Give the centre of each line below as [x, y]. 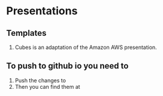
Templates [26, 33]
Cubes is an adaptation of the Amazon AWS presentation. [86, 47]
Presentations [42, 11]
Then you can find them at [47, 86]
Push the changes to [40, 80]
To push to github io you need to [67, 66]
